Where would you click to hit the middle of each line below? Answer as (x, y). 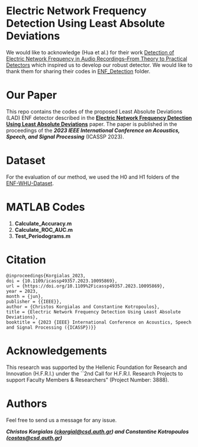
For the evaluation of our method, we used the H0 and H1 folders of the (93, 177)
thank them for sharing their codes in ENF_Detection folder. (78, 71)
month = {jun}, (25, 296)
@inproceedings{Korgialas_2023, (46, 276)
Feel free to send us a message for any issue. (61, 420)
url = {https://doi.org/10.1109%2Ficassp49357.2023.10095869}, (86, 286)
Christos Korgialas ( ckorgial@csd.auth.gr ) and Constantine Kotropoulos (98, 431)
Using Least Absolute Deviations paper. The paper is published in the (92, 124)
